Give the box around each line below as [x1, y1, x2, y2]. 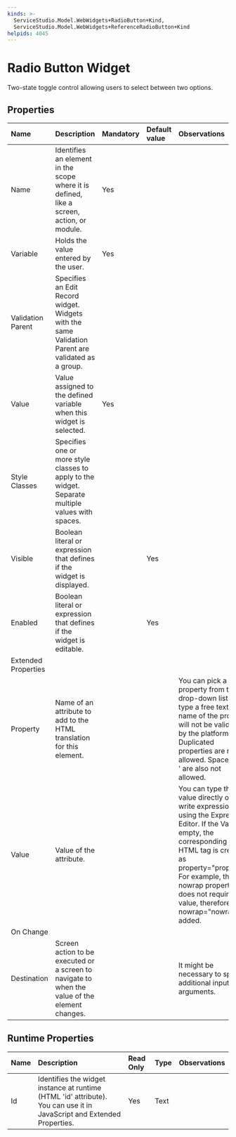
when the [55, 982, 86, 992]
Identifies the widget [37, 1074, 105, 1084]
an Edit [55, 282, 79, 292]
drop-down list [178, 694, 228, 703]
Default [146, 124, 172, 134]
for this [55, 742, 79, 751]
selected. [55, 426, 86, 435]
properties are [178, 746, 225, 755]
